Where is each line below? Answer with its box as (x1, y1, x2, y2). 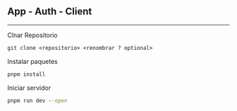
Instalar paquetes (7, 57, 58, 65)
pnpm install (7, 70, 46, 78)
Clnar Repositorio (7, 31, 58, 39)
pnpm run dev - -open (7, 97, 68, 104)
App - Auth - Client (7, 6, 92, 18)
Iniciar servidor (7, 84, 51, 92)
